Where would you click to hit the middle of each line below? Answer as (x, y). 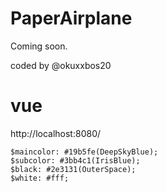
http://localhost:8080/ (56, 133)
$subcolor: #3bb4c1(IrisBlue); (75, 160)
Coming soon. (39, 46)
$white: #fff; (40, 178)
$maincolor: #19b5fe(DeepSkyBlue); (84, 152)
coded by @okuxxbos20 (61, 65)
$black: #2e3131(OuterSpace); (73, 169)
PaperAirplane (71, 18)
